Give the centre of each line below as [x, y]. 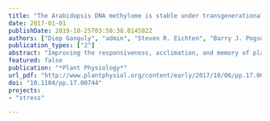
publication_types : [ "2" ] [51, 46]
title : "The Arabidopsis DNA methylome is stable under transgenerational [136, 16]
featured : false [35, 61]
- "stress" [27, 98]
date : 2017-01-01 [37, 23]
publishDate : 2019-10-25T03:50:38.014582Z [80, 30]
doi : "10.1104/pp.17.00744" [55, 83]
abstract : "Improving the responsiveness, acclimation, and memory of [129, 53]
